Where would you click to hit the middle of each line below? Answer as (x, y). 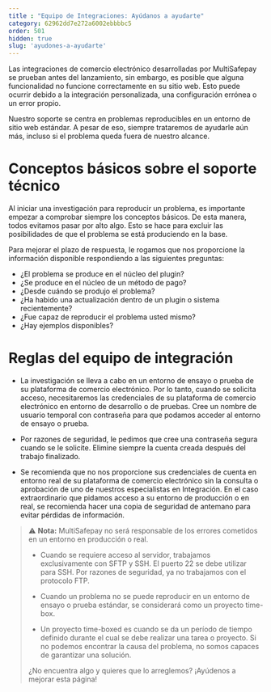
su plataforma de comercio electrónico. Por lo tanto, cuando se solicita (138, 389)
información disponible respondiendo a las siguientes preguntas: (116, 259)
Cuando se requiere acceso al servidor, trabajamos (125, 555)
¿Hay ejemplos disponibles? (67, 326)
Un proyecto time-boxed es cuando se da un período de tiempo (146, 629)
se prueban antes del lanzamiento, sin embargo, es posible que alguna (126, 78)
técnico (34, 186)
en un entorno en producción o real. (88, 539)
